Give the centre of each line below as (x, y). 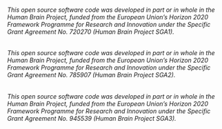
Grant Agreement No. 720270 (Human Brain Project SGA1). (91, 32)
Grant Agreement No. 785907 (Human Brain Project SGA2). (91, 75)
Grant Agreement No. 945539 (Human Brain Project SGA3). (92, 118)
